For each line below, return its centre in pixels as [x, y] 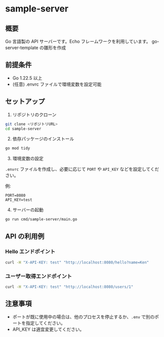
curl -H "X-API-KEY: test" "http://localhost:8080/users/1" [69, 287]
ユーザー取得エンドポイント [39, 276]
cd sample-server [23, 129]
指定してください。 [45, 323]
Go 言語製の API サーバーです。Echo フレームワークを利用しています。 [78, 41]
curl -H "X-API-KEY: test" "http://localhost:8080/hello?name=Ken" [77, 262]
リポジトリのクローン [34, 114]
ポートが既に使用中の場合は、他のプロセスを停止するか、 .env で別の [84, 316]
